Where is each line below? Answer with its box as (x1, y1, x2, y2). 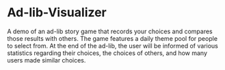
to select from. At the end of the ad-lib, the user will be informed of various (7, 41, 219, 50)
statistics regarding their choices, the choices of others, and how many (7, 49, 207, 57)
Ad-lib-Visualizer (7, 5, 107, 20)
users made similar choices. (7, 56, 86, 64)
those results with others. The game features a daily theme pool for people (7, 34, 217, 42)
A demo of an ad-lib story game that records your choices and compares (7, 27, 213, 35)
